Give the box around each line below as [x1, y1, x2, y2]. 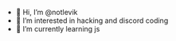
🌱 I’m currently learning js [15, 24, 100, 33]
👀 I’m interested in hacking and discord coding [15, 16, 169, 25]
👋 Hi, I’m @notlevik [15, 8, 78, 17]
